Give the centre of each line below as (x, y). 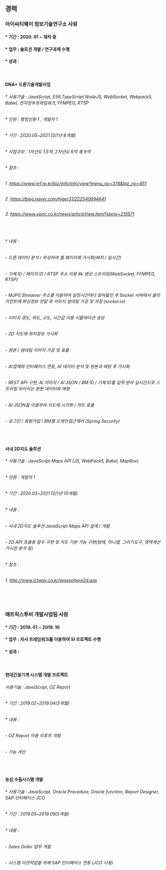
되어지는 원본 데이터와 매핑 (44, 389)
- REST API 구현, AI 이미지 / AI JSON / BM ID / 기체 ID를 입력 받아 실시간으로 (80, 383)
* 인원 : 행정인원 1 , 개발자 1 (31, 119)
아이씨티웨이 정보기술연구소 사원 (41, 24)
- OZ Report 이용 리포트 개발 (33, 736)
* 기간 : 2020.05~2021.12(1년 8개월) (41, 135)
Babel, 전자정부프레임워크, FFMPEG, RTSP (47, 103)
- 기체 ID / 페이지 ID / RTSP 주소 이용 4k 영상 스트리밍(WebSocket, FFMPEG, (80, 274)
